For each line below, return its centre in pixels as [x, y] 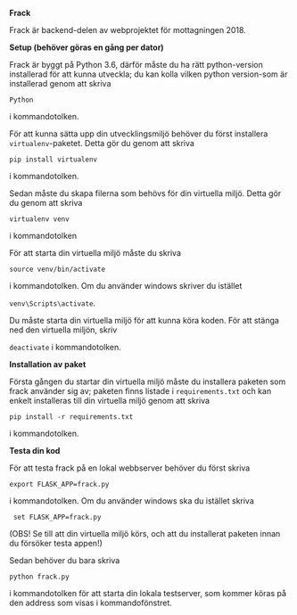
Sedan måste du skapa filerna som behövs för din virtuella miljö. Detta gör [145, 193]
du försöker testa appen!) [56, 543]
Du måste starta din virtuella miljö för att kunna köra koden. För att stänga [144, 320]
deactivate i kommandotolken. [66, 347]
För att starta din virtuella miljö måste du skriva [95, 253]
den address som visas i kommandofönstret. [91, 603]
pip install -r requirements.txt [71, 417]
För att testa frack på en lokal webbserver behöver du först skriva [130, 468]
